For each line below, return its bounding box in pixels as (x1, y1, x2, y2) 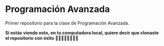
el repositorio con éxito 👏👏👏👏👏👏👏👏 (5, 35, 79, 41)
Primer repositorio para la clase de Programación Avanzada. (5, 20, 129, 26)
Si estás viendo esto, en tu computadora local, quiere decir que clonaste (5, 29, 159, 35)
